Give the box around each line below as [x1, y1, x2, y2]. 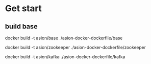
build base [5, 22, 38, 31]
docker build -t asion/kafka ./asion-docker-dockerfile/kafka [5, 54, 126, 60]
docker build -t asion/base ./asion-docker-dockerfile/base [5, 35, 123, 41]
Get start [5, 3, 42, 14]
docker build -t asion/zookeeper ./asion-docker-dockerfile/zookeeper [5, 45, 146, 50]
